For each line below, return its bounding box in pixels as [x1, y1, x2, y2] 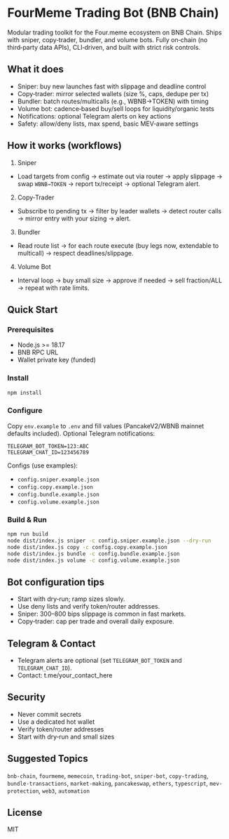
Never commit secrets [17, 710, 82, 718]
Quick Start [7, 303, 58, 315]
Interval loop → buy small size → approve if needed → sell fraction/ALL [17, 276, 223, 284]
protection [7, 788, 39, 795]
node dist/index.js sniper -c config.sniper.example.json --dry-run [7, 537, 211, 544]
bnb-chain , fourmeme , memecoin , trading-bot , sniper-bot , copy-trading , [7, 771, 209, 780]
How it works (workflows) [7, 140, 123, 152]
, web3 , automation [38, 786, 90, 795]
